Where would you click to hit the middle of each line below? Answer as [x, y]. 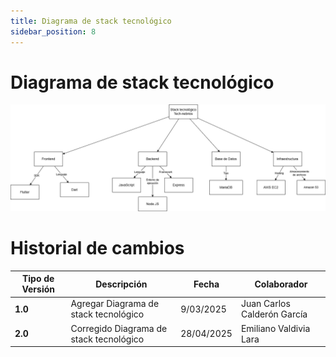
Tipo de [38, 279]
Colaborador [281, 284]
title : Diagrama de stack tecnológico [91, 21]
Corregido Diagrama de [119, 328]
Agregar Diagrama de [115, 304]
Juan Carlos [265, 304]
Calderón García [274, 314]
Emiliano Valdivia [275, 328]
